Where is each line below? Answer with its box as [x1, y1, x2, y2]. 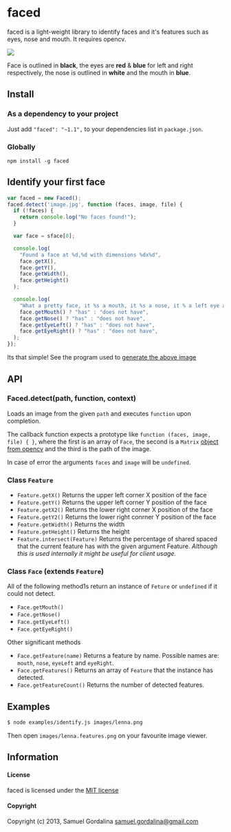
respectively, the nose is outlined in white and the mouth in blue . [7, 68, 191, 76]
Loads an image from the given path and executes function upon [7, 409, 191, 417]
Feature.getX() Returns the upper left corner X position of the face [16, 491, 208, 499]
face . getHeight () [19, 277, 69, 284]
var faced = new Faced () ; [7, 194, 81, 201]
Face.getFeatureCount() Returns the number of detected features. [16, 680, 205, 689]
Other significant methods [7, 638, 81, 647]
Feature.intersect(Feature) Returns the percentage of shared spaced [16, 535, 218, 543]
